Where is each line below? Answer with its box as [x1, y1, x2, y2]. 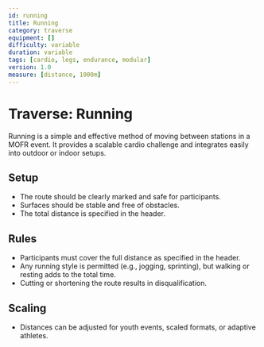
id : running [8, 11, 48, 20]
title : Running [8, 19, 59, 27]
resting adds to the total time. [19, 270, 117, 280]
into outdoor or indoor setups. [8, 148, 107, 157]
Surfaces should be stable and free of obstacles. [19, 200, 181, 210]
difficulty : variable [8, 41, 80, 49]
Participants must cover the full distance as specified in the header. [19, 253, 241, 263]
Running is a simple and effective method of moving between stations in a [8, 131, 250, 141]
